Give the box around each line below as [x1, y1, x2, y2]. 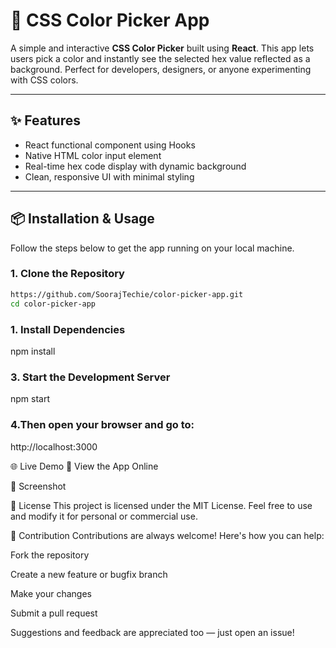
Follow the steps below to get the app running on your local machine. [10, 242, 295, 254]
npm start [10, 393, 51, 405]
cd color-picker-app [10, 299, 97, 309]
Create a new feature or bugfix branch [10, 568, 168, 580]
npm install [10, 345, 56, 357]
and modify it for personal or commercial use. [10, 510, 198, 522]
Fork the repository [10, 549, 90, 561]
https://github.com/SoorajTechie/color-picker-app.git [10, 289, 244, 299]
